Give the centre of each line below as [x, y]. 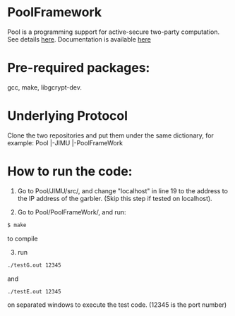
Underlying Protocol [68, 116]
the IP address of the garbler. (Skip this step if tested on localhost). [115, 198]
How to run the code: [70, 171]
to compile [23, 238]
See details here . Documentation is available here [79, 39]
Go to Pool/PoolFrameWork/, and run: [72, 212]
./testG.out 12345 [34, 265]
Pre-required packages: [79, 68]
